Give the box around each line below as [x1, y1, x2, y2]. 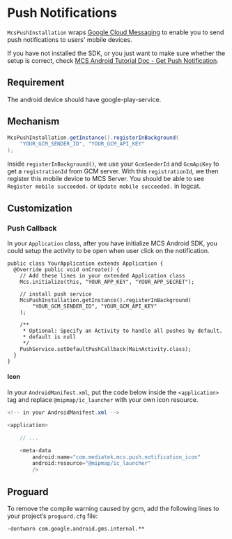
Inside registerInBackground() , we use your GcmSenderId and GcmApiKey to [7, 159, 219, 168]
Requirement [7, 77, 65, 89]
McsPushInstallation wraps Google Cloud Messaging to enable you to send [7, 28, 224, 36]
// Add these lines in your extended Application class [20, 272, 186, 279]
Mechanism [7, 115, 60, 127]
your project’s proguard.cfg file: [7, 512, 98, 520]
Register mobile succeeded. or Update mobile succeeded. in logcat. [7, 182, 201, 190]
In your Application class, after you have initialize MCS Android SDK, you [7, 239, 218, 247]
